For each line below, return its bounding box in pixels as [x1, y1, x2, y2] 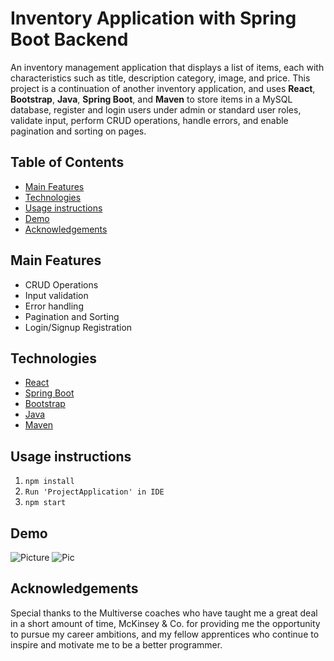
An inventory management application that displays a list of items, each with [10, 61, 325, 73]
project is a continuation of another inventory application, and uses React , [10, 82, 316, 94]
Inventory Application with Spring [10, 7, 297, 30]
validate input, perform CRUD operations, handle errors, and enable [10, 114, 289, 126]
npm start [24, 498, 67, 508]
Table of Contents [10, 154, 125, 171]
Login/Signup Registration [24, 321, 133, 333]
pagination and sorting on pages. [10, 125, 147, 137]
